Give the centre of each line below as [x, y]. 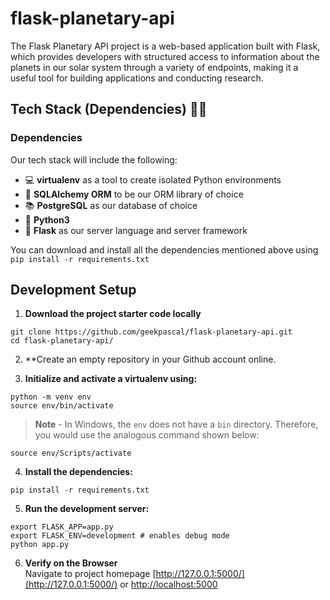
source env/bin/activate [62, 406]
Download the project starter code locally [113, 314]
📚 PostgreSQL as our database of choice [111, 205]
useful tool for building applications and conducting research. [137, 78]
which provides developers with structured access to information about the [165, 56]
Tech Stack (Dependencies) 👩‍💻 [109, 109]
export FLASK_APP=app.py [62, 527]
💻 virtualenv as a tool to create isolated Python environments [153, 179]
